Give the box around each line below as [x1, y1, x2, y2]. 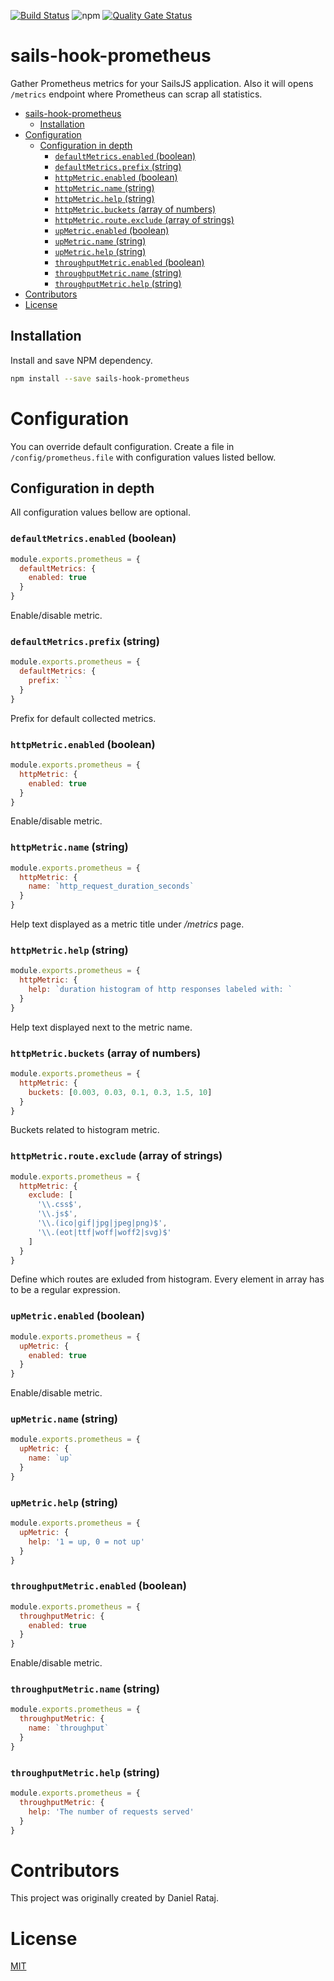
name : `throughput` [28, 1723, 110, 1734]
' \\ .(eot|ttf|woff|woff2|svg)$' [36, 1227, 172, 1237]
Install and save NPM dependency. [10, 354, 153, 366]
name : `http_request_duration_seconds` [28, 881, 195, 892]
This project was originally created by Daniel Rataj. [10, 1892, 219, 1904]
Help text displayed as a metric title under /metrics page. [10, 918, 245, 930]
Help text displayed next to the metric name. [10, 1021, 193, 1033]
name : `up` [28, 1453, 74, 1464]
